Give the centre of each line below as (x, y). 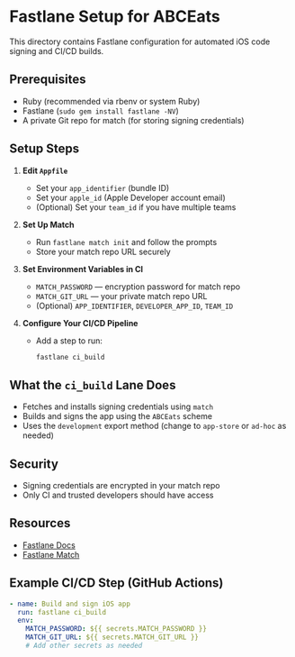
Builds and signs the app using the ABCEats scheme (117, 416)
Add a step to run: (69, 341)
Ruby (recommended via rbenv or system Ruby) (111, 101)
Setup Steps (44, 149)
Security (34, 464)
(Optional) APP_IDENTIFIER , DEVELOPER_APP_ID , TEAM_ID (134, 306)
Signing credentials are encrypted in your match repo (121, 486)
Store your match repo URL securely (103, 251)
